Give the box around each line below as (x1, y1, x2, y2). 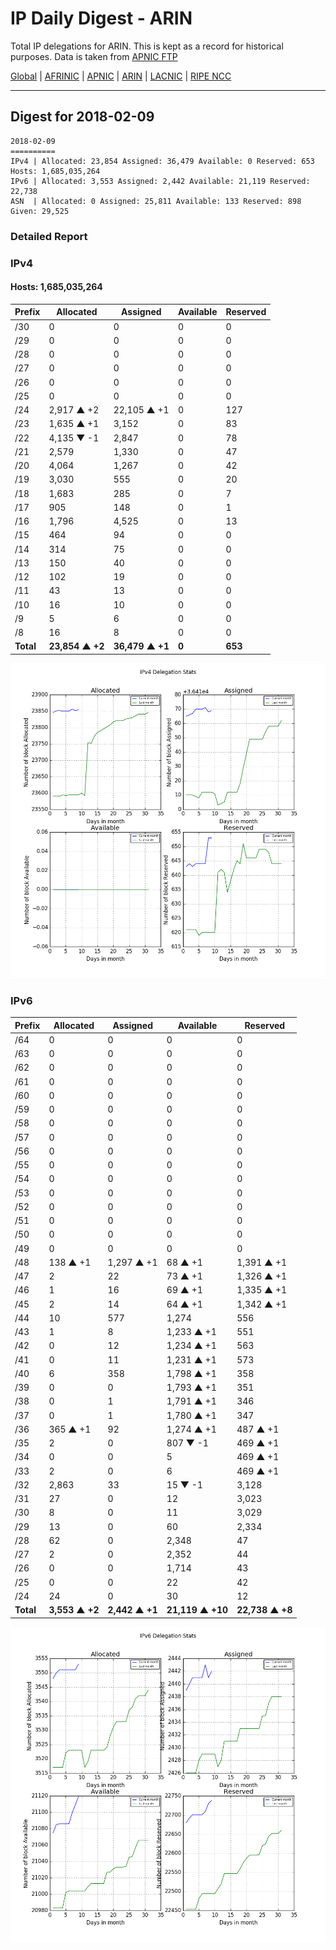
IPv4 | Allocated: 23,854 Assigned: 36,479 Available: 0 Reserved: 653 (10, 156, 315, 166)
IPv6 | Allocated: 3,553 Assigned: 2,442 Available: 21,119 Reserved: (10, 176, 311, 186)
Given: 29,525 (10, 206, 70, 216)
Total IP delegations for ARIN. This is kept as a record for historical (10, 40, 284, 52)
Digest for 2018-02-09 (10, 108, 155, 126)
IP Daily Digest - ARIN (10, 7, 193, 30)
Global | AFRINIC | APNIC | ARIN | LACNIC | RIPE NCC (10, 70, 232, 82)
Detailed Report (10, 229, 88, 243)
